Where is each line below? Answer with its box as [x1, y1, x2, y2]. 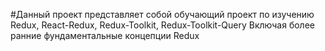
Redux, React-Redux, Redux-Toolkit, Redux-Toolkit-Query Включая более [10, 19, 315, 31]
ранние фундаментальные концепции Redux [10, 30, 200, 41]
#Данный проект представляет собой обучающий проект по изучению [10, 9, 315, 20]
